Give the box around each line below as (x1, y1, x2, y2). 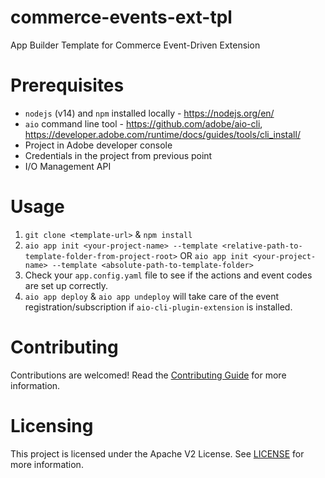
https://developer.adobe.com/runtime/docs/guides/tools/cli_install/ (24, 128, 301, 140)
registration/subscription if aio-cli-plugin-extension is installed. (24, 301, 293, 313)
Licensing (10, 414, 94, 437)
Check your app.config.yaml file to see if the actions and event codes (24, 269, 313, 281)
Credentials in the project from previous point (24, 149, 213, 161)
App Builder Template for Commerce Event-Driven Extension (10, 39, 261, 51)
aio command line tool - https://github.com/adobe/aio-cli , (24, 117, 263, 130)
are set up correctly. (24, 279, 109, 291)
